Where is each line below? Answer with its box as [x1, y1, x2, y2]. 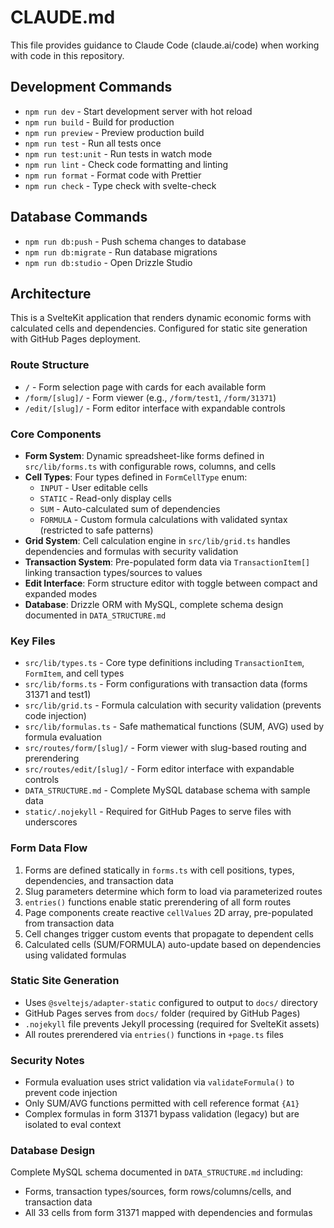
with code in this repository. [10, 49, 125, 61]
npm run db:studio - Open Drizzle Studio [24, 256, 193, 268]
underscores [24, 816, 78, 828]
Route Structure [10, 358, 90, 372]
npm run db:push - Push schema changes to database [24, 235, 247, 247]
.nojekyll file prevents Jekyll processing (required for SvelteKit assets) [24, 1017, 320, 1030]
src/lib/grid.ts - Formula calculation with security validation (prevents [24, 699, 322, 711]
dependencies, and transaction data [24, 874, 174, 886]
